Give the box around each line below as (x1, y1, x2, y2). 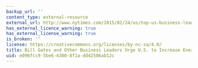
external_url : (6, 20, 41, 25)
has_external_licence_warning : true (6, 25, 96, 31)
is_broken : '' (6, 36, 41, 42)
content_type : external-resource (6, 14, 88, 20)
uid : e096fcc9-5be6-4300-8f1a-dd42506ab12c (6, 53, 115, 59)
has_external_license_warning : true (6, 31, 96, 37)
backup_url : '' (6, 8, 44, 15)
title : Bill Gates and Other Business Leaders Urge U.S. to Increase (6, 47, 181, 53)
